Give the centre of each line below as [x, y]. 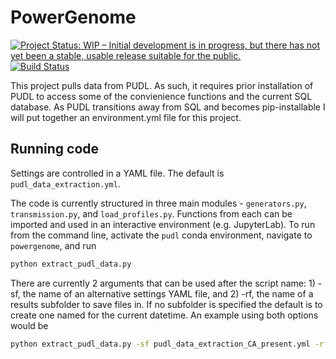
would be [29, 325]
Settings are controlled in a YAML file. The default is [117, 173]
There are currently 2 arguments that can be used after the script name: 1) [163, 283]
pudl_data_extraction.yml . [65, 183]
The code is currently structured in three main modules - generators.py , [158, 203]
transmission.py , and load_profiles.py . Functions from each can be [151, 213]
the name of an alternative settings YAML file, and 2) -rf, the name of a [168, 293]
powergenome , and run [53, 245]
